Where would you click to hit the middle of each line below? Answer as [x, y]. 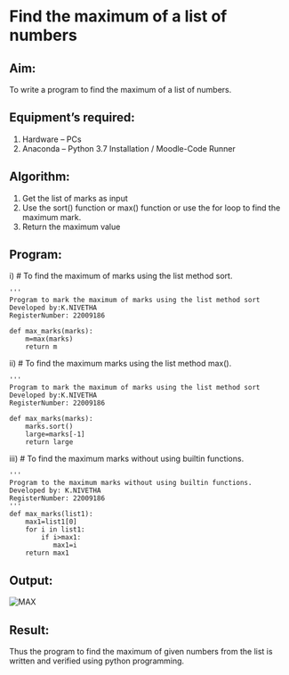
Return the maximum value [71, 226]
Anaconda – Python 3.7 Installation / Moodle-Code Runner [128, 148]
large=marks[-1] [56, 434]
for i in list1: [56, 530]
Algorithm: [40, 177]
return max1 [47, 553]
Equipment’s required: [72, 118]
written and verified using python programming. [97, 661]
